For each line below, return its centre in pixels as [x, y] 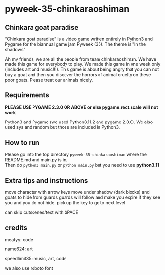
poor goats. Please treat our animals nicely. [49, 80]
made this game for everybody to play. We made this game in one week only [83, 64]
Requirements [27, 95]
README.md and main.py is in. [36, 160]
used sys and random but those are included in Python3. [63, 127]
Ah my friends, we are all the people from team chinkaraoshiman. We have [81, 59]
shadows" [15, 49]
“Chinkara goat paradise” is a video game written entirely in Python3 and [79, 39]
